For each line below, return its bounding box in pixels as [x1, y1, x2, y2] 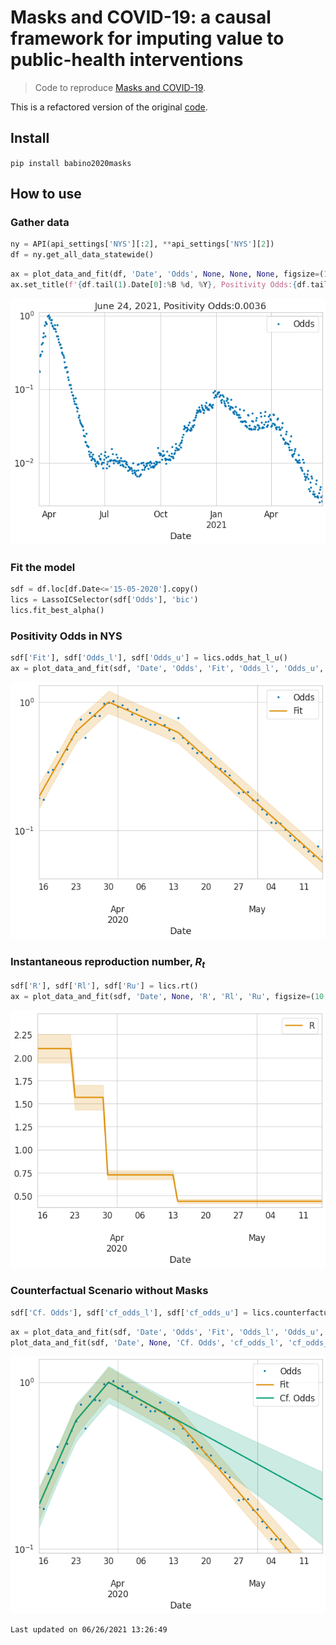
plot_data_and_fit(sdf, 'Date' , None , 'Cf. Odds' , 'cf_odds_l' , [10, 1337, 284, 1348]
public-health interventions [10, 49, 244, 71]
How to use [10, 186, 82, 203]
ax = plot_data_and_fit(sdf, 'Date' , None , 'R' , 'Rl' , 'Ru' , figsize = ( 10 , [10, 991, 329, 1001]
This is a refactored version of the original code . [10, 101, 208, 113]
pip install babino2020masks [10, 158, 132, 168]
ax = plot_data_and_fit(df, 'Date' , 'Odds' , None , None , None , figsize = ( [10, 269, 325, 280]
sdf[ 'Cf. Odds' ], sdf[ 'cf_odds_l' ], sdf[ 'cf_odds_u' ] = [10, 1307, 248, 1318]
